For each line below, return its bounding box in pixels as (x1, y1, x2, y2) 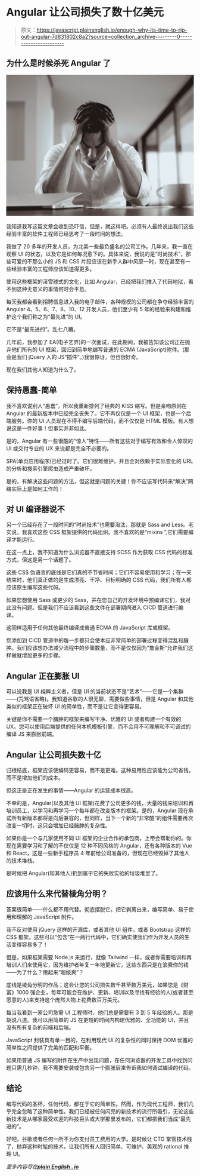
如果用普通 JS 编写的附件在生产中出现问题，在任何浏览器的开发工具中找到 (6, 1057, 187, 1064)
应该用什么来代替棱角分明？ (6, 889, 108, 899)
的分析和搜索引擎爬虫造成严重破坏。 (6, 465, 95, 472)
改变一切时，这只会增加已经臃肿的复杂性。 (6, 822, 111, 829)
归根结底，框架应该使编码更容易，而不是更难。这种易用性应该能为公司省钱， (6, 767, 194, 773)
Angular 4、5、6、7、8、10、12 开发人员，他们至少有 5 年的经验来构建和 (6, 305, 186, 312)
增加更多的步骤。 (21, 652, 64, 659)
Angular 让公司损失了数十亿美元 (6, 5, 164, 19)
